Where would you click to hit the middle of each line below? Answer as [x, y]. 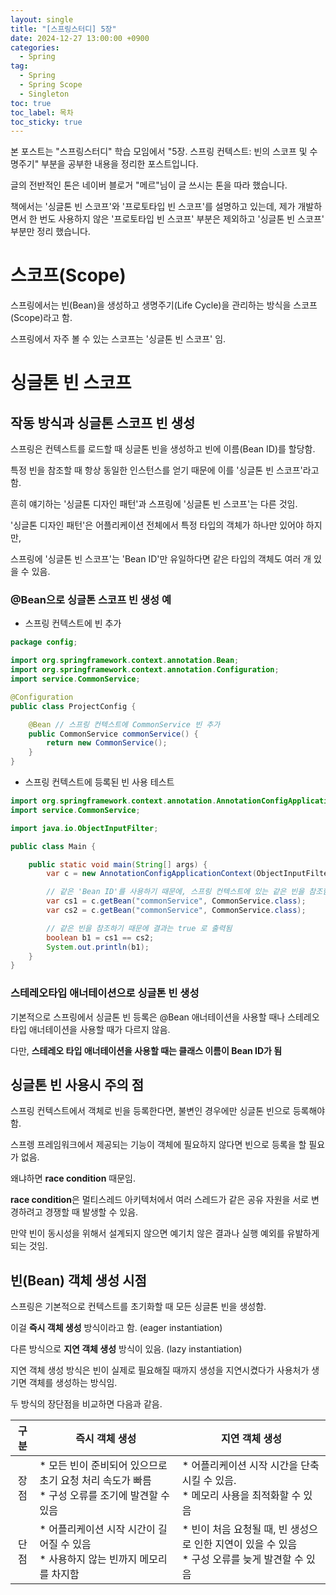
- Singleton [44, 94]
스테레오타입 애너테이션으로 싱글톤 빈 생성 [105, 993]
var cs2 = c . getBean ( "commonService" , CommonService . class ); [176, 911]
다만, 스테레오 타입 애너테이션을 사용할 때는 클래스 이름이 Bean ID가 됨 [146, 1050]
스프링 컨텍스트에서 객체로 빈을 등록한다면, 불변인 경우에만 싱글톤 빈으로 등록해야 [168, 1111]
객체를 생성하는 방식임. [73, 1383]
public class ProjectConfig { [73, 706]
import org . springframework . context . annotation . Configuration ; [145, 670]
